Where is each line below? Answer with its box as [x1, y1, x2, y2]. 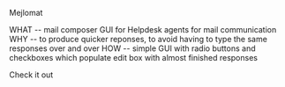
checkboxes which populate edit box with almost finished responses [9, 53, 259, 62]
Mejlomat [9, 8, 43, 18]
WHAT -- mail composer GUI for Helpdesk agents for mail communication [9, 25, 277, 34]
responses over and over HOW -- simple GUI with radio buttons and [9, 43, 256, 54]
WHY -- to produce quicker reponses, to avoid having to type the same [9, 34, 267, 44]
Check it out [9, 69, 54, 80]
